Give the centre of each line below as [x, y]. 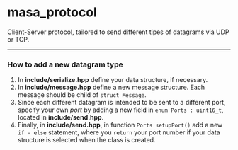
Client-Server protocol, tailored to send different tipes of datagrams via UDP [118, 32]
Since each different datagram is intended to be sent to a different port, [121, 103]
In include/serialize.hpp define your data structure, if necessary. [113, 80]
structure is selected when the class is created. [86, 140]
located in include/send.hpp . [61, 117]
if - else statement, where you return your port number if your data [119, 132]
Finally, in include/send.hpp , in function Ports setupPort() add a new [120, 125]
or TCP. [18, 39]
